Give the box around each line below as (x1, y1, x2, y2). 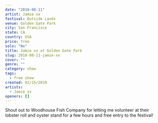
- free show (9, 75, 34, 80)
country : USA (5, 35, 32, 40)
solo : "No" (5, 44, 27, 49)
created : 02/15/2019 (5, 80, 48, 85)
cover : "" (5, 57, 26, 62)
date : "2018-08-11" (5, 7, 45, 12)
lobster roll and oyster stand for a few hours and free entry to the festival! (5, 112, 154, 118)
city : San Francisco (5, 25, 48, 30)
